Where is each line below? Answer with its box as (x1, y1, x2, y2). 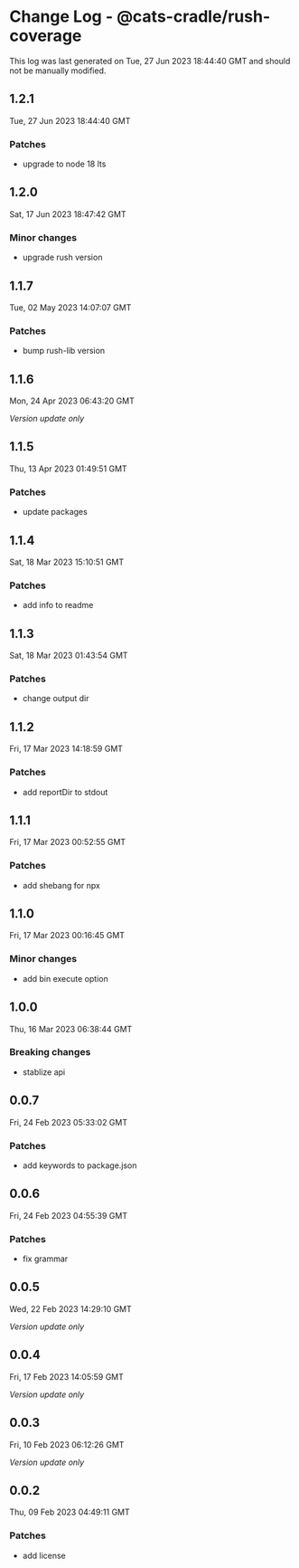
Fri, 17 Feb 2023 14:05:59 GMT (9, 1371, 125, 1382)
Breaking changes (9, 1046, 91, 1059)
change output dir (22, 693, 89, 704)
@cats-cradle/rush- (116, 6, 271, 27)
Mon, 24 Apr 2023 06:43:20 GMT (9, 395, 135, 406)
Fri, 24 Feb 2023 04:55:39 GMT (9, 1210, 128, 1221)
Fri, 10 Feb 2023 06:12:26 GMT (9, 1439, 125, 1449)
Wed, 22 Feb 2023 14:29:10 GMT (9, 1303, 133, 1314)
